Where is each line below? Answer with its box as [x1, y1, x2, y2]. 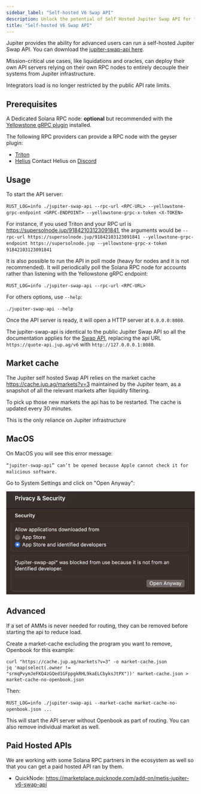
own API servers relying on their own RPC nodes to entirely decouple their [6, 64, 189, 71]
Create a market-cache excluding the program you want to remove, [6, 640, 172, 647]
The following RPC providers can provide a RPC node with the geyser [6, 133, 178, 140]
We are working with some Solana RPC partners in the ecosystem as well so [6, 756, 194, 763]
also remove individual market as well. [6, 723, 100, 730]
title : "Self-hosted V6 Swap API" [6, 22, 93, 28]
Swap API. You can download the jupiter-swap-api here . [6, 46, 145, 53]
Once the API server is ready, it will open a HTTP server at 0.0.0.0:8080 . [6, 316, 185, 324]
